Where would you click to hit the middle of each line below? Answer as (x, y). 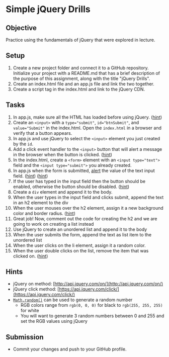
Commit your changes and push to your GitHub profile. (70, 349)
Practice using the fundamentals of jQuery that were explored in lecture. (80, 40)
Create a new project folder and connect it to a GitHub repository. (81, 68)
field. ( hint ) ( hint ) (30, 176)
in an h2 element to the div (40, 203)
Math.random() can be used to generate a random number (73, 300)
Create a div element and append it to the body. (63, 192)
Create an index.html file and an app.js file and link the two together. (84, 83)
